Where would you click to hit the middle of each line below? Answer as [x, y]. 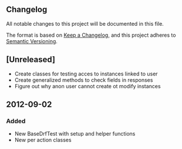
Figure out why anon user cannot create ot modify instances [87, 86]
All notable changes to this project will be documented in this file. [85, 23]
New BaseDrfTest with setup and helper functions [75, 134]
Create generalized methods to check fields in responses [84, 80]
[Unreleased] [31, 60]
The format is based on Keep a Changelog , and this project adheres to [91, 35]
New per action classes [43, 140]
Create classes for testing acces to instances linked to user [86, 74]
